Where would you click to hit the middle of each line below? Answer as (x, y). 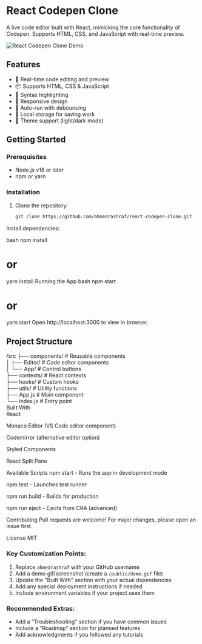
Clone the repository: (42, 205)
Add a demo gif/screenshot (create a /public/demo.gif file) (89, 573)
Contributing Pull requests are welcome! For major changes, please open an (101, 520)
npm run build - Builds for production (52, 496)
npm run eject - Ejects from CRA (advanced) (62, 508)
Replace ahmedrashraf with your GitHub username (77, 567)
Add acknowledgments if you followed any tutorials (79, 634)
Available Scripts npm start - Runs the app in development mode (87, 473)
